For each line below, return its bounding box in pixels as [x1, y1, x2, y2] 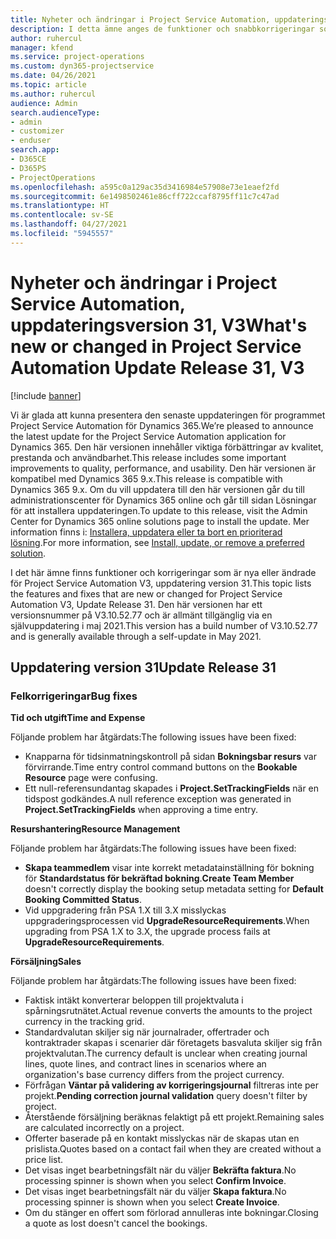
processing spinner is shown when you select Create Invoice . [24, 1196, 280, 1208]
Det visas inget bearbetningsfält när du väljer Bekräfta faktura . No [24, 1164, 297, 1176]
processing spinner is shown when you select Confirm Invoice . [24, 1175, 287, 1187]
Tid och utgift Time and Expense [10, 712, 146, 724]
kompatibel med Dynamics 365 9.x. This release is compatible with [10, 472, 283, 485]
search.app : [10, 145, 60, 155]
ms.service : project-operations [10, 52, 145, 62]
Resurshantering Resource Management [10, 823, 181, 835]
